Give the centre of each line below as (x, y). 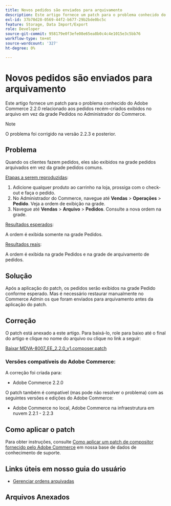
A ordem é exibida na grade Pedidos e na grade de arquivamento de (77, 255)
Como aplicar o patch (40, 429)
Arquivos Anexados (38, 497)
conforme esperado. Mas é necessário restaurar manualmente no (74, 294)
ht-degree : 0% (20, 48)
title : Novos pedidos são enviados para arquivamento (64, 10)
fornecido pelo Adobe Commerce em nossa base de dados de (71, 447)
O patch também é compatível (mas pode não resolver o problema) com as (84, 393)
